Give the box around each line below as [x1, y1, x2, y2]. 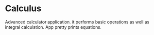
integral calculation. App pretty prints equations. [5, 24, 102, 30]
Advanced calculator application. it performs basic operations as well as [5, 19, 150, 25]
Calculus [5, 3, 42, 14]
